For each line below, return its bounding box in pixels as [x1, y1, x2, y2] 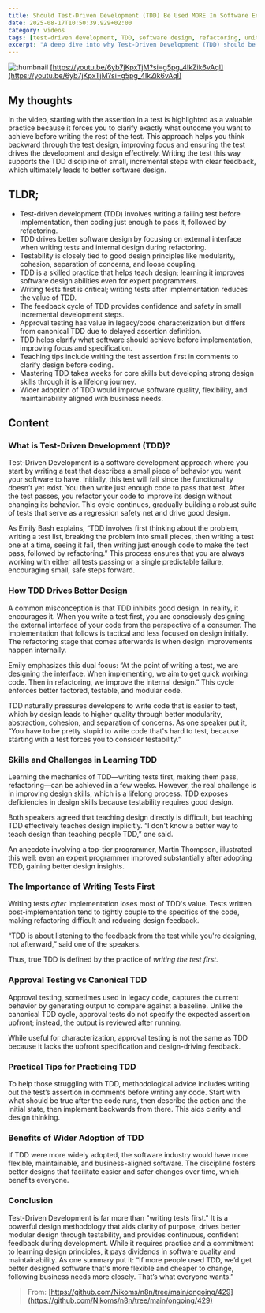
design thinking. [8, 1112, 61, 1122]
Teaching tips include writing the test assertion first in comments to [19, 351, 239, 361]
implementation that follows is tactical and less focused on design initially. [8, 628, 248, 638]
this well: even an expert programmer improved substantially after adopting [8, 853, 252, 863]
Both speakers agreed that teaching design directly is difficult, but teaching [8, 812, 253, 822]
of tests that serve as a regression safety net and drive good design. [8, 508, 230, 518]
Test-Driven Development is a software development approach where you [8, 458, 248, 467]
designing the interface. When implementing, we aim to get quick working [8, 669, 248, 678]
